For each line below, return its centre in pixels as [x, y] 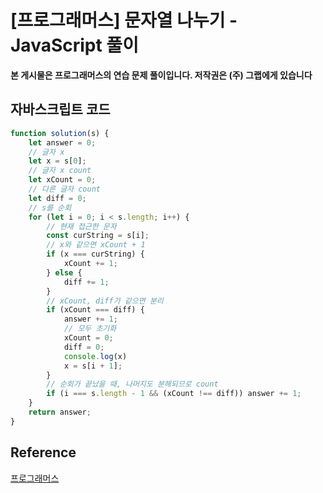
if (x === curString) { [95, 254]
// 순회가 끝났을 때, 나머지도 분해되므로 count [132, 384]
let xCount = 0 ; [62, 180]
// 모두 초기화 [90, 329]
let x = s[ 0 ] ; [57, 161]
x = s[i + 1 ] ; [93, 366]
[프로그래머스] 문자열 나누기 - [124, 20]
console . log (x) [95, 356]
